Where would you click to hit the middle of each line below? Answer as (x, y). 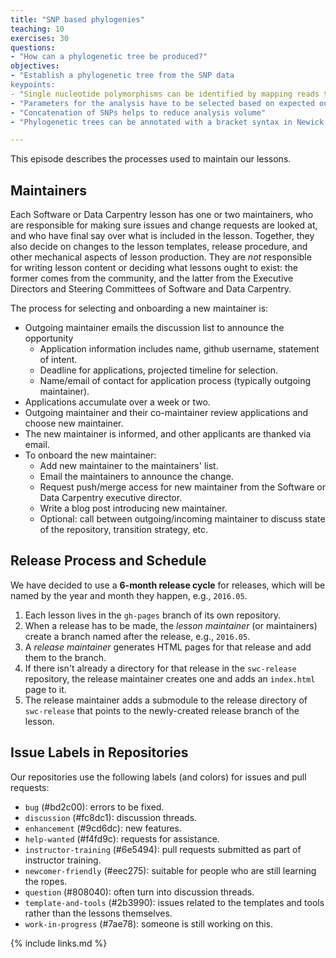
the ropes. (46, 881)
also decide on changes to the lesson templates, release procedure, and (159, 247)
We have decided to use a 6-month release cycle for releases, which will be (168, 585)
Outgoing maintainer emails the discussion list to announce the (154, 328)
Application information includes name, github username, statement (179, 349)
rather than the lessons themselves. (98, 913)
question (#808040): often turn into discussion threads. (139, 892)
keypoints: (33, 85)
